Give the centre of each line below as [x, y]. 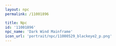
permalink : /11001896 [27, 14]
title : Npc [16, 23]
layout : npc [17, 9]
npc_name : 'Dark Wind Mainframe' [39, 32]
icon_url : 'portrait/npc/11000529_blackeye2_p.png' [58, 36]
